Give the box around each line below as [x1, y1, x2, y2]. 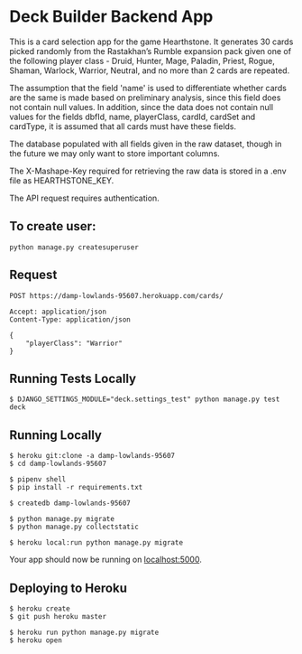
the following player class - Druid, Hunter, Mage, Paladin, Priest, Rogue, [9, 55, 275, 66]
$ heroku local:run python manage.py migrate [9, 538, 183, 547]
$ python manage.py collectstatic [9, 522, 140, 532]
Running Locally [9, 427, 102, 443]
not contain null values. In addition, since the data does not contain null [9, 101, 273, 112]
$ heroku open [9, 636, 63, 645]
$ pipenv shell [9, 475, 67, 484]
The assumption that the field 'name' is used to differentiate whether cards [9, 82, 287, 93]
